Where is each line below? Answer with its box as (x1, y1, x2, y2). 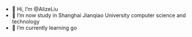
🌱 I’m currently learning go (11, 24, 77, 31)
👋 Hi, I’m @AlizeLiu (11, 6, 58, 12)
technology (11, 18, 40, 25)
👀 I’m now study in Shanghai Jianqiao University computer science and (11, 12, 186, 19)
